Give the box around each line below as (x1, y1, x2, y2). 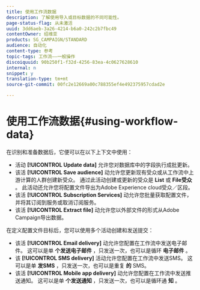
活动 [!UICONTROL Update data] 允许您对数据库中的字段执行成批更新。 (14, 161, 193, 168)
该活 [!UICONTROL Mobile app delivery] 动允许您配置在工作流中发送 (14, 269, 186, 277)
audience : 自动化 (6, 43, 47, 49)
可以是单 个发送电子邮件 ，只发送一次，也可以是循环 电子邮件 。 (32, 247, 191, 254)
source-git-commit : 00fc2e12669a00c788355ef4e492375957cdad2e (6, 82, 165, 88)
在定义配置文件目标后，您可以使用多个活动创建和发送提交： (6, 226, 154, 233)
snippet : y (6, 70, 34, 76)
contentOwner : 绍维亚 (6, 31, 58, 37)
